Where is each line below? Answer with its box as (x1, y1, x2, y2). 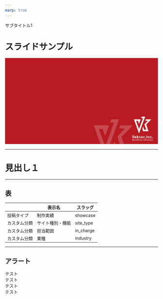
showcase (75, 212, 96, 218)
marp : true (5, 8, 27, 13)
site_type (75, 220, 94, 226)
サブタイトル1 (5, 22, 33, 28)
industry (75, 235, 92, 241)
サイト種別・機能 (37, 220, 71, 226)
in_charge (75, 228, 95, 233)
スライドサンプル (5, 41, 73, 52)
